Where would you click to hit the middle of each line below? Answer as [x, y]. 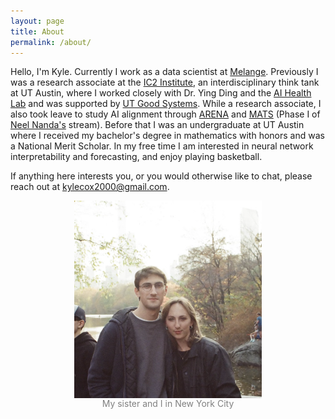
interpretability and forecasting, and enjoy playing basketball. [136, 157]
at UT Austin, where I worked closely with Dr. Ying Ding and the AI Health [161, 93]
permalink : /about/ [51, 42]
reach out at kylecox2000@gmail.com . [90, 187]
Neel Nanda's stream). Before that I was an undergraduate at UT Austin [157, 125]
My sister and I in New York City [168, 404]
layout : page [37, 21]
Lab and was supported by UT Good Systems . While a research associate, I [166, 104]
